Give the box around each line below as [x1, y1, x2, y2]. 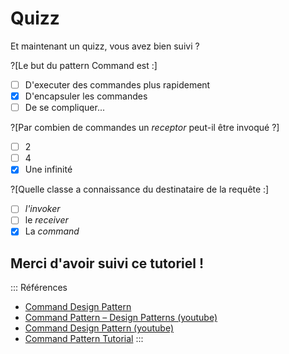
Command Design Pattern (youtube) [24, 322, 175, 334]
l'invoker [24, 203, 61, 215]
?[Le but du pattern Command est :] [10, 59, 158, 71]
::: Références [10, 282, 68, 294]
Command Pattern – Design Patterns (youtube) [24, 312, 218, 324]
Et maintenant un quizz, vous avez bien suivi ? [10, 40, 200, 52]
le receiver [24, 214, 69, 226]
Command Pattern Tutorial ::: [24, 333, 144, 345]
